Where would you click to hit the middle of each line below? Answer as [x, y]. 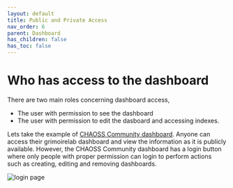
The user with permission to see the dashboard [85, 113]
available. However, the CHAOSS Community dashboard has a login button [114, 149]
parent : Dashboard [34, 33]
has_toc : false [29, 46]
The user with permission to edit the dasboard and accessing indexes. [118, 120]
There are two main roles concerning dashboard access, [89, 100]
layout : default [31, 14]
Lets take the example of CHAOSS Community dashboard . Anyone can [109, 134]
